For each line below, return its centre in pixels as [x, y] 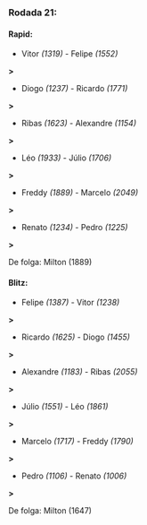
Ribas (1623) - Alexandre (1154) [79, 124]
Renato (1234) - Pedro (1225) [74, 228]
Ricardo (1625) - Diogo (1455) [76, 337]
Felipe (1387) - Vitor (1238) [70, 303]
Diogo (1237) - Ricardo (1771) [74, 89]
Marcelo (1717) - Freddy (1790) [78, 442]
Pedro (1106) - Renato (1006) [74, 476]
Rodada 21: [33, 13]
